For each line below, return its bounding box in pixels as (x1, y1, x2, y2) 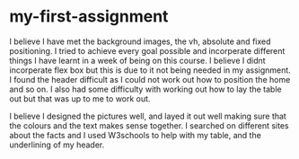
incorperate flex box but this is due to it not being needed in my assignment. (9, 65, 292, 75)
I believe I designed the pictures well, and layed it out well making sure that (9, 110, 287, 121)
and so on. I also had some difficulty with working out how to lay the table (9, 84, 282, 94)
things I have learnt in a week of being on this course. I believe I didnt (9, 55, 267, 66)
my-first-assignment (9, 6, 169, 27)
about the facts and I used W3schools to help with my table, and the (9, 129, 262, 140)
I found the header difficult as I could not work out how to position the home (9, 74, 291, 84)
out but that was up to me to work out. (9, 93, 151, 104)
